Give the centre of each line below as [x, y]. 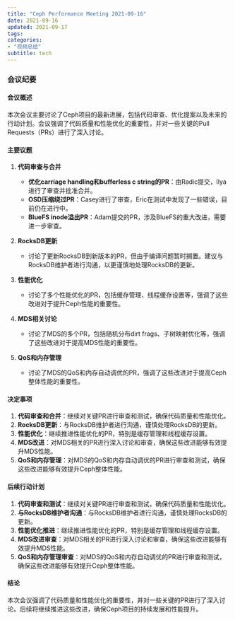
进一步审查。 [47, 226]
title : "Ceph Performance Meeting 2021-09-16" [77, 14]
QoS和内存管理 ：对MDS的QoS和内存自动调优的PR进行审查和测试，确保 [121, 460]
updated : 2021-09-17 [38, 27]
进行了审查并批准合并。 [62, 191]
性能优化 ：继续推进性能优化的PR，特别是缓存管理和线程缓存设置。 [114, 434]
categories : [25, 40]
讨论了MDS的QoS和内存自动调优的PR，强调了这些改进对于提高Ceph [127, 373]
